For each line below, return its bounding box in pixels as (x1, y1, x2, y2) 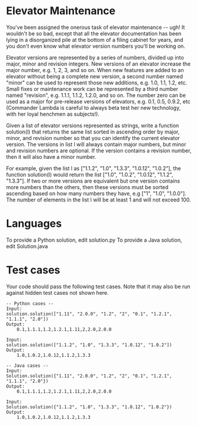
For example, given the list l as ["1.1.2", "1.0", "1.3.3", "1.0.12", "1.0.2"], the (6, 164, 181, 172)
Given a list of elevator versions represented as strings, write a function (6, 122, 179, 129)
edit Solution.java (6, 242, 48, 249)
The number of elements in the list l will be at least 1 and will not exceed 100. (6, 196, 191, 203)
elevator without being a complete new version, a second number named (6, 73, 183, 80)
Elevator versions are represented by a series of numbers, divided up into (6, 54, 184, 61)
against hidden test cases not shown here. (6, 289, 109, 296)
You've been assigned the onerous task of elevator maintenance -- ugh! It (6, 24, 185, 31)
